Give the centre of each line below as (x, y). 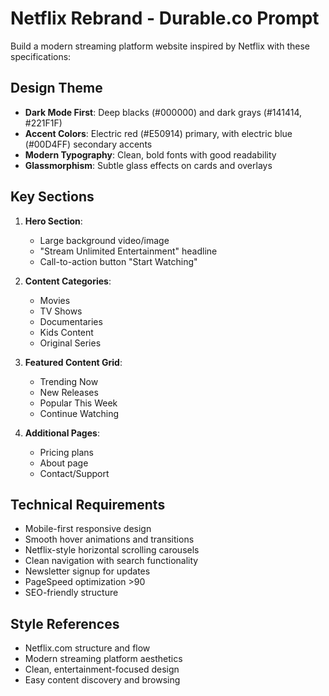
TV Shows (61, 311)
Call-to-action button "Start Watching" (118, 261)
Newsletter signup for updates (87, 571)
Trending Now (69, 381)
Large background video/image (104, 240)
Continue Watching (79, 413)
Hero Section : (53, 221)
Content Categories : (68, 281)
